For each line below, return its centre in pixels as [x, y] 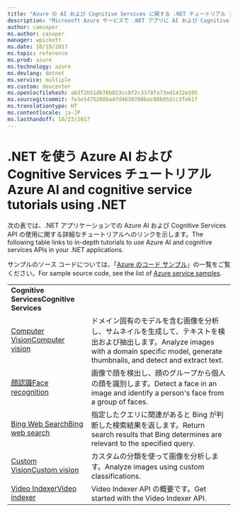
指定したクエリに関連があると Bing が [154, 414]
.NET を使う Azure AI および [90, 156]
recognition [30, 392]
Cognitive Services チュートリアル [109, 174]
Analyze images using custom [154, 467]
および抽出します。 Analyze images [156, 342]
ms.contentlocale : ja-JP [44, 113]
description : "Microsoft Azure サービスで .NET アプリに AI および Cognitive [118, 21]
